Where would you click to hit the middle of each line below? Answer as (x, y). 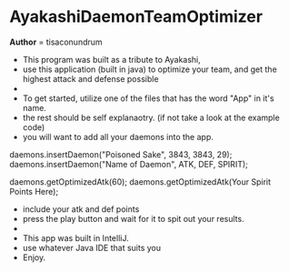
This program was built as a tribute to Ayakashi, (112, 59)
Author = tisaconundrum (56, 42)
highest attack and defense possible (90, 78)
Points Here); (34, 191)
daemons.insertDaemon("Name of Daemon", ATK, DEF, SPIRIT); (129, 164)
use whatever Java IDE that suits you (92, 247)
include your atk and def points (81, 209)
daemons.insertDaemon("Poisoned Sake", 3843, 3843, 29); (121, 154)
